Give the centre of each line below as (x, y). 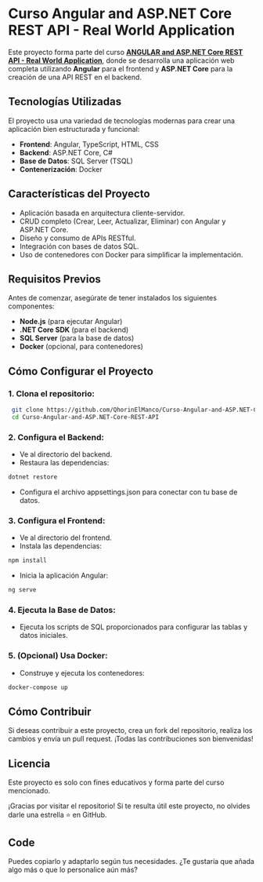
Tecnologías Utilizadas (65, 102)
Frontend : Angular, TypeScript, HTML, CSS (89, 144)
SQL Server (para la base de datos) (77, 338)
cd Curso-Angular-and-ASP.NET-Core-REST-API (85, 417)
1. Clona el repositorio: (52, 393)
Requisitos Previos (55, 279)
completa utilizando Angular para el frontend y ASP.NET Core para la (121, 68)
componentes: (31, 306)
